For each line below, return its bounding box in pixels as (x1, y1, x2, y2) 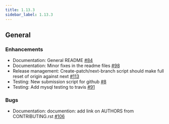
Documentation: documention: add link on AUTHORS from (12, 108, 134, 114)
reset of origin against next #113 (12, 74, 79, 80)
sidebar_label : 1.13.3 (5, 12, 53, 17)
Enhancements (5, 46, 44, 53)
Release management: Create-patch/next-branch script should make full (12, 68, 164, 74)
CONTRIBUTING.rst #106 (12, 113, 65, 119)
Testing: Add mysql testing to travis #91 (12, 84, 95, 90)
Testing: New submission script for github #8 (12, 79, 107, 85)
